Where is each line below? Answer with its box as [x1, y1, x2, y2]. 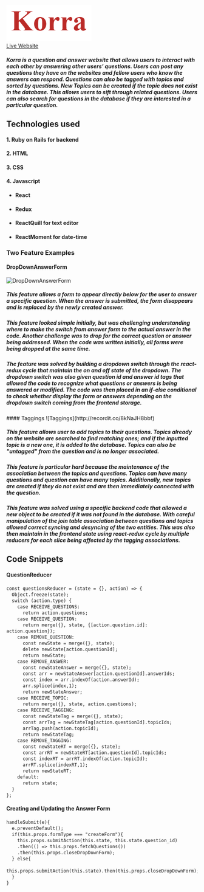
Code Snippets [6, 554, 64, 564]
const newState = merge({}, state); [22, 640, 115, 646]
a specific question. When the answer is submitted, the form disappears [6, 297, 193, 305]
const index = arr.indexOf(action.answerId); [22, 677, 140, 683]
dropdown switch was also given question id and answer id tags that [6, 373, 184, 381]
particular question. [6, 101, 58, 108]
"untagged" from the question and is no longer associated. [6, 448, 160, 455]
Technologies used [6, 119, 80, 129]
